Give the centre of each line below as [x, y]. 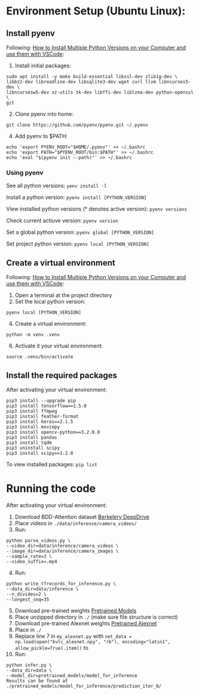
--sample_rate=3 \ [29, 556]
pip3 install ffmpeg [32, 411]
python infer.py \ [29, 665]
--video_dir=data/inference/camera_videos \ [62, 546]
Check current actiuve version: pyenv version [62, 221]
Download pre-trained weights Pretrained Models [76, 610]
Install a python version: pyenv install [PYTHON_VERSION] [76, 197]
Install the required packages [62, 375]
